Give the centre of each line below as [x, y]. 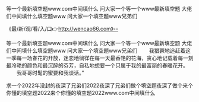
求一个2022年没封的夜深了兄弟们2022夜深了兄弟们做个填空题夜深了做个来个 [99, 85]
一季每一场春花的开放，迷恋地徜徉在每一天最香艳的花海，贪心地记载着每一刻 [100, 58]
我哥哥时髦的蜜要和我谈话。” [50, 73]
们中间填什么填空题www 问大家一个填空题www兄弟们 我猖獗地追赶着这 [99, 50]
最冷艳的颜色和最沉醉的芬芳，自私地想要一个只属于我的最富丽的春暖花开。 [97, 65]
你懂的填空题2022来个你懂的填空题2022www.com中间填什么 [81, 93]
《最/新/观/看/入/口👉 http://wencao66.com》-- [62, 29]
